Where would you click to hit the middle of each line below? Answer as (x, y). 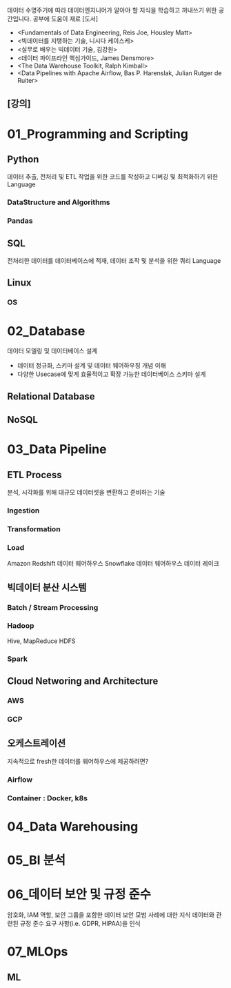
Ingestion (23, 511)
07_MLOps (38, 952)
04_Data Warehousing (73, 826)
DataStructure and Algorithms (59, 202)
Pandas (20, 221)
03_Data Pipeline (57, 449)
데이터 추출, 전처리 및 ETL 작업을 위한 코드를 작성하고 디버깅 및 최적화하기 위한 (113, 177)
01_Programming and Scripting (98, 134)
